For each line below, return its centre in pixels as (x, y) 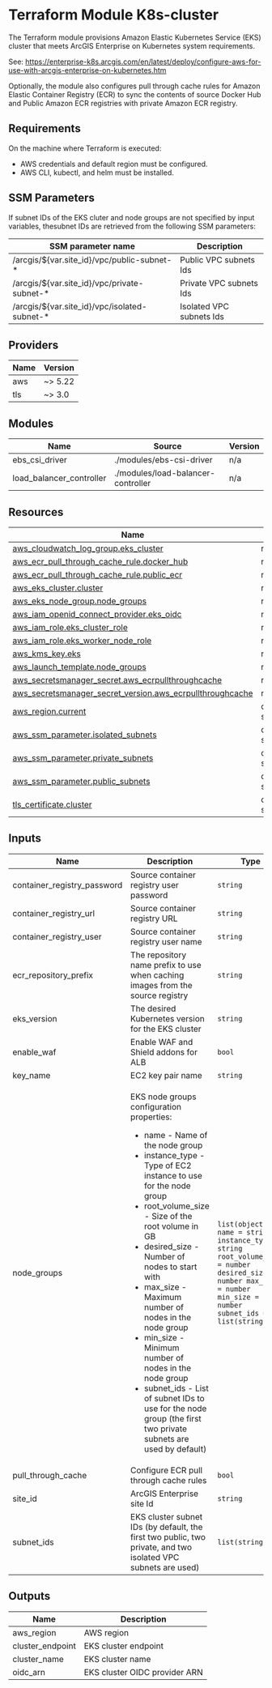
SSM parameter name (92, 246)
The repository (159, 955)
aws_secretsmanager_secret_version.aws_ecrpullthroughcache (133, 693)
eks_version (35, 1018)
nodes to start (171, 1267)
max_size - (166, 1287)
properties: (151, 1117)
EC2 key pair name (166, 1075)
